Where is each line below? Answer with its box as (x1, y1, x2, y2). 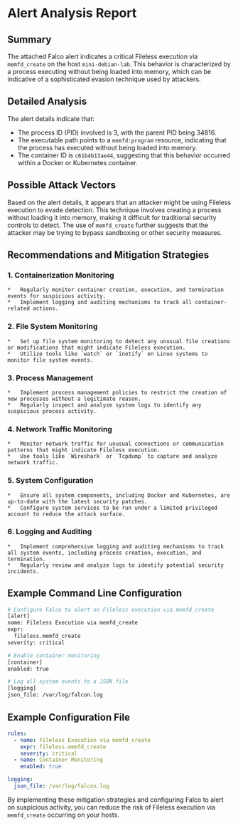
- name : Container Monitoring (13, 756, 103, 763)
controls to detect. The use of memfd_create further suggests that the (7, 221, 209, 229)
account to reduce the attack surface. (7, 511, 126, 518)
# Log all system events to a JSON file (7, 678, 129, 685)
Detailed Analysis (7, 95, 87, 108)
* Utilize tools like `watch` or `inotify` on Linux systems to (7, 350, 208, 357)
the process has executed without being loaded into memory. (17, 143, 198, 152)
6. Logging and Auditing (7, 527, 92, 537)
